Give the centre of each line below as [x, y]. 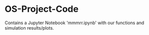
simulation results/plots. [29, 28]
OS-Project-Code [42, 9]
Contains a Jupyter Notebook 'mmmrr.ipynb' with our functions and [74, 23]
